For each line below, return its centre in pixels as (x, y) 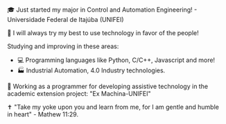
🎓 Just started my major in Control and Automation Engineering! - (102, 10)
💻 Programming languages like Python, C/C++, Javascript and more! (116, 60)
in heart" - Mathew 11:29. (43, 114)
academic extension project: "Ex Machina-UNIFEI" (79, 94)
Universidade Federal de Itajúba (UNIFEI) (66, 20)
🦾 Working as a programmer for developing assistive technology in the (108, 86)
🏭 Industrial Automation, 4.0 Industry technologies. (91, 70)
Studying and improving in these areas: (63, 46)
